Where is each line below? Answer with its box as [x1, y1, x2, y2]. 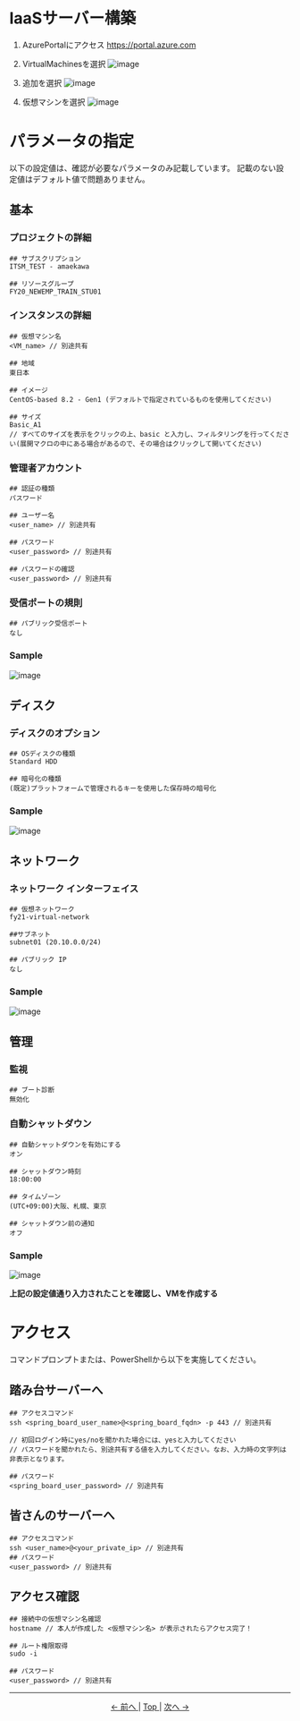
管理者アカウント [9, 462, 83, 474]
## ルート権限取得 [9, 1641, 69, 1651]
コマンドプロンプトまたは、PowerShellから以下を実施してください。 [9, 1353, 262, 1365]
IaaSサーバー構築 [9, 8, 137, 29]
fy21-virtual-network [9, 913, 90, 922]
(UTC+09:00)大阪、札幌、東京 [9, 1201, 107, 1211]
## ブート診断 [9, 1086, 55, 1095]
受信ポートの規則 [9, 597, 83, 609]
